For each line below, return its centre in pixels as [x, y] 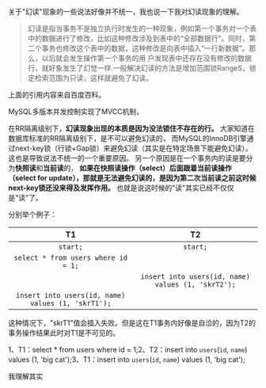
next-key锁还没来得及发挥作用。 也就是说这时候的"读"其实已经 [111, 188]
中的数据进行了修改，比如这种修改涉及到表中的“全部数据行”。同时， [138, 38]
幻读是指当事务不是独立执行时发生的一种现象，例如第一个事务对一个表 [142, 29]
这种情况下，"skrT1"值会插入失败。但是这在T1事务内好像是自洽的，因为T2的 [132, 323]
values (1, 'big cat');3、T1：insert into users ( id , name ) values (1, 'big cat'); [127, 359]
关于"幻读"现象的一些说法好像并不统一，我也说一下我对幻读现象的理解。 [126, 11]
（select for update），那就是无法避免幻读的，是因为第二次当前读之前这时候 [132, 178]
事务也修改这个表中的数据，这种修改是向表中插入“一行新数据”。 [145, 48]
